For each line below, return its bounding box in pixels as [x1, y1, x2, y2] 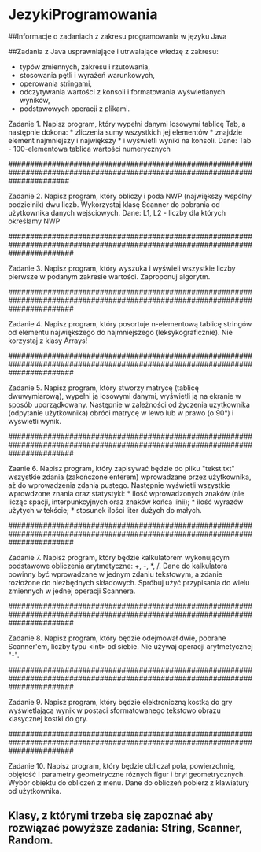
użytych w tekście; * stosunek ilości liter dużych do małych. [8, 505, 202, 515]
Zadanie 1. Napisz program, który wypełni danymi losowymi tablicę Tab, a [8, 119, 246, 128]
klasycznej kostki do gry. [8, 714, 89, 723]
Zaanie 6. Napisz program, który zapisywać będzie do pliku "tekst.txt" [8, 463, 235, 473]
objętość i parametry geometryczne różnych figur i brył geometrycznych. [8, 769, 246, 779]
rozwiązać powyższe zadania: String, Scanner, [8, 821, 242, 835]
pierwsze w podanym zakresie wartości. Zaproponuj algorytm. [8, 271, 211, 281]
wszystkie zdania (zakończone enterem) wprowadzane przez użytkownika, [8, 472, 252, 481]
